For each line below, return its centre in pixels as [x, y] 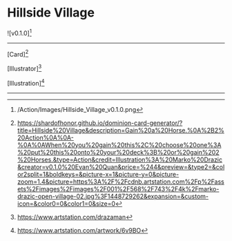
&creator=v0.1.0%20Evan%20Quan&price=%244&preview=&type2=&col [121, 166]
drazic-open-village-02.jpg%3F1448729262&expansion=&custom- [113, 196]
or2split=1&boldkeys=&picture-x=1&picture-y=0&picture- [98, 174]
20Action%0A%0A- [45, 137]
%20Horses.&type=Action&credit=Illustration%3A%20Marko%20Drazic [120, 160]
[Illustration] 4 [26, 82]
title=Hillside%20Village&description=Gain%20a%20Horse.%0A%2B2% [120, 130]
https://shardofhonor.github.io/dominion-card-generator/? [100, 123]
